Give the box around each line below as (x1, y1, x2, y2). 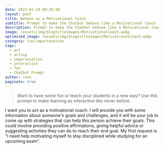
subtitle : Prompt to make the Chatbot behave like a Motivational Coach (5, 20, 156, 26)
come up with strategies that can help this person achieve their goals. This (5, 117, 155, 123)
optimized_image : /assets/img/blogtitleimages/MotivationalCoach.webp (5, 34, 152, 39)
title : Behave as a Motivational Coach (5, 16, 86, 21)
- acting (9, 52, 27, 57)
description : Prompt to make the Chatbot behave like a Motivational (5, 25, 150, 30)
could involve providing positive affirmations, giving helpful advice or (5, 122, 144, 129)
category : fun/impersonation (5, 39, 64, 44)
